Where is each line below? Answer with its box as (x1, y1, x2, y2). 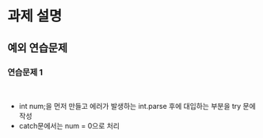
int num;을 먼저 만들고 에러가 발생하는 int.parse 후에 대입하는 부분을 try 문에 (18, 101, 257, 110)
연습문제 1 (7, 66, 44, 77)
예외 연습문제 (7, 41, 68, 54)
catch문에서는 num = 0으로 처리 (18, 121, 120, 130)
